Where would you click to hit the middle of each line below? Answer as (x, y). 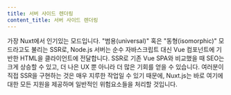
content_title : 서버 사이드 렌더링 (53, 20)
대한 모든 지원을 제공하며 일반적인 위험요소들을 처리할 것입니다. (93, 84)
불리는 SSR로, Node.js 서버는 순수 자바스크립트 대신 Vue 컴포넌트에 (123, 49)
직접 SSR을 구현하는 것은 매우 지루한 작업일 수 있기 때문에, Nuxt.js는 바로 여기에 (115, 75)
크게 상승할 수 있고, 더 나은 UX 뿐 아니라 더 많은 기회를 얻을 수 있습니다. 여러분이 (115, 67)
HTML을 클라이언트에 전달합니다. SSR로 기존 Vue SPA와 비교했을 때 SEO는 (122, 58)
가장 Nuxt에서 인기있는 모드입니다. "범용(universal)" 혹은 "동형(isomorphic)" (112, 41)
